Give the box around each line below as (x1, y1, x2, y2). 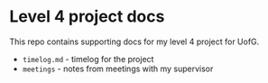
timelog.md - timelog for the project (22, 53, 154, 64)
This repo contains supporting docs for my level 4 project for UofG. (9, 36, 260, 47)
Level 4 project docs (9, 6, 165, 27)
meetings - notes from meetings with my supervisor (22, 63, 214, 74)
